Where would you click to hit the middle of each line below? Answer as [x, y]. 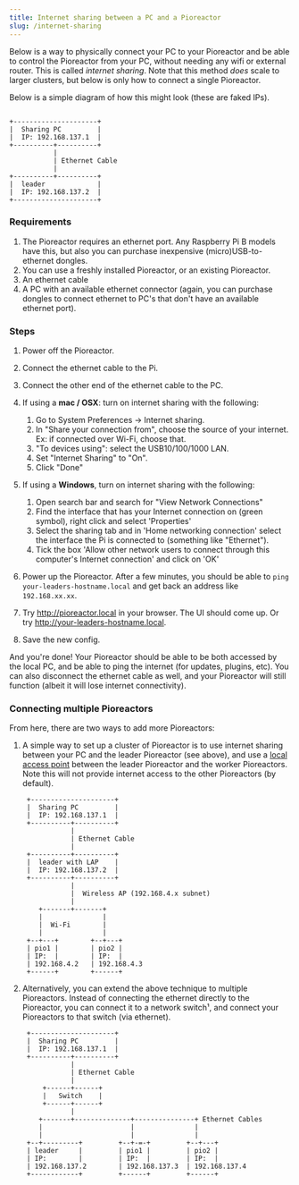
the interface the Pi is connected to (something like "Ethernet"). [152, 540]
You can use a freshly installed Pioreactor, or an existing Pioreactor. [146, 270]
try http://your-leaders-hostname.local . [94, 622]
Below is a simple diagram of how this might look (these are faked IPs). [140, 97]
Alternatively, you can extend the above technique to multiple [135, 988]
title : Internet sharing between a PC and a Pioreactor [115, 17]
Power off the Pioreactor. [68, 351]
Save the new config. [61, 639]
